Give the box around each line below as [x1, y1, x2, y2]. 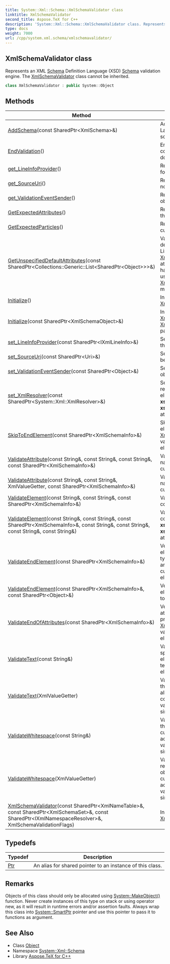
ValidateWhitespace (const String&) [8, 732, 91, 739]
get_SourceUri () [8, 180, 46, 187]
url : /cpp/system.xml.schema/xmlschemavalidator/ [5, 36, 112, 41]
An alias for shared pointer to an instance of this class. [33, 862, 162, 869]
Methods [5, 97, 34, 105]
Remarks [5, 879, 34, 888]
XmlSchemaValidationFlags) [8, 821, 74, 828]
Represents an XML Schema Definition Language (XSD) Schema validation [5, 68, 161, 74]
